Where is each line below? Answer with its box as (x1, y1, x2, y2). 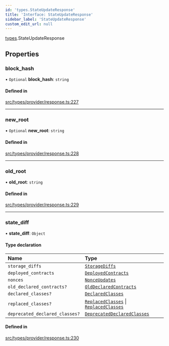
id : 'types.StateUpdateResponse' (5, 7, 75, 13)
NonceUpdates (84, 277, 116, 283)
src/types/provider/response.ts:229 (5, 202, 79, 208)
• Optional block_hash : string (5, 76, 69, 82)
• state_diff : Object (5, 230, 46, 236)
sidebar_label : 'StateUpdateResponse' (5, 17, 87, 22)
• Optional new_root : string (5, 128, 64, 134)
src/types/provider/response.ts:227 (5, 99, 79, 105)
